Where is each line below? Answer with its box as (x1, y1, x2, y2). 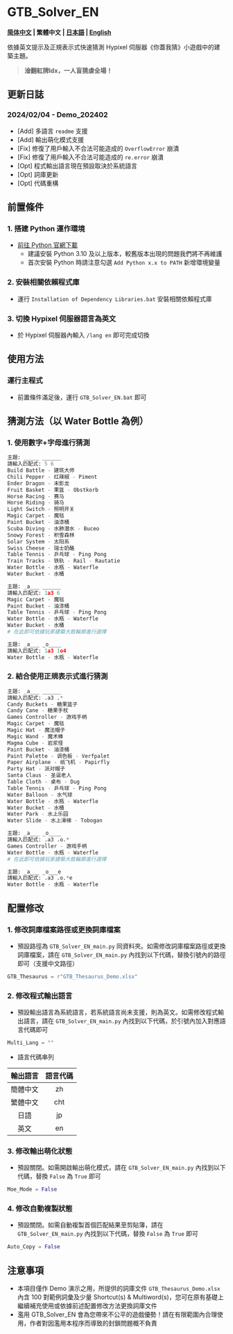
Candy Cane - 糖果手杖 (7, 707, 69, 714)
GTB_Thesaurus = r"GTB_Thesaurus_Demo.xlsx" (7, 973, 138, 980)
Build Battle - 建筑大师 (7, 467, 75, 474)
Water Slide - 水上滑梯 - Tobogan (7, 817, 103, 825)
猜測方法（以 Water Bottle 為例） (7, 415, 149, 427)
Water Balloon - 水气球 (7, 791, 73, 798)
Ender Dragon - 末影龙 (7, 479, 70, 487)
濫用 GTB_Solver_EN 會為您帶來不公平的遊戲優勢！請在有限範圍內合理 (17, 1310, 217, 1319)
